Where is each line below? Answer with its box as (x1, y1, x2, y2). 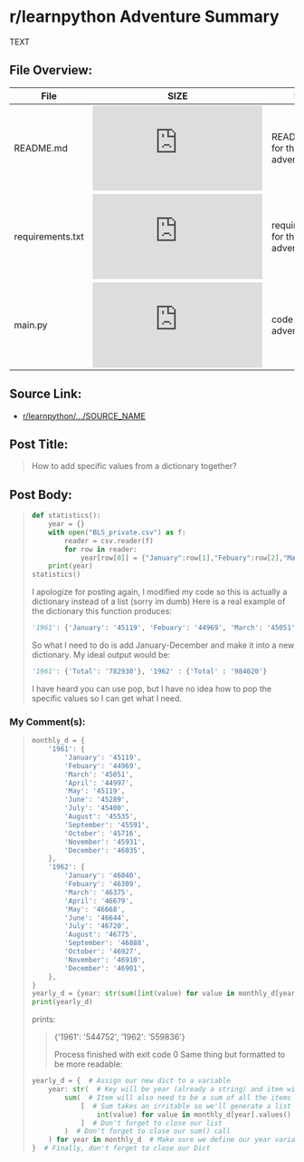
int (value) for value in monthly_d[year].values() (96, 1109, 292, 1119)
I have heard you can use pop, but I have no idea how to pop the (31, 683, 272, 694)
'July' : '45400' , (64, 804, 129, 813)
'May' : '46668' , (64, 904, 126, 913)
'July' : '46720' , (64, 922, 129, 931)
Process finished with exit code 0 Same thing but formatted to (53, 1050, 286, 1060)
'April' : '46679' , (64, 896, 134, 905)
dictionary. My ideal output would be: (31, 649, 171, 660)
